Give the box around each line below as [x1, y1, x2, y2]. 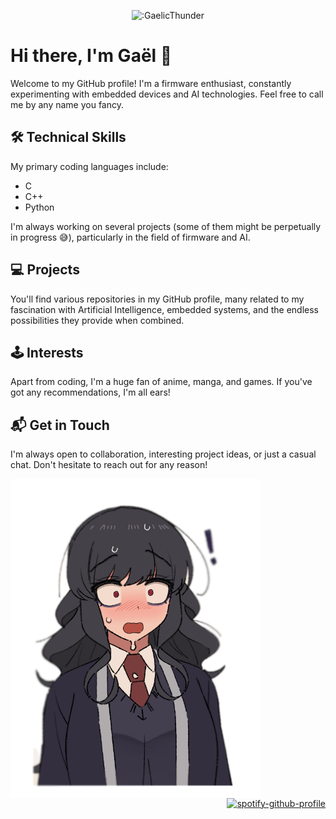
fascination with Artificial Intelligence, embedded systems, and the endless [10, 303, 319, 315]
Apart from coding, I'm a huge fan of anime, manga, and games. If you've [10, 376, 313, 388]
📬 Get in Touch [10, 416, 110, 434]
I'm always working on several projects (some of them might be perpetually [10, 220, 322, 232]
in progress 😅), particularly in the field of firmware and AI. [10, 231, 251, 243]
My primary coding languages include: [10, 160, 169, 172]
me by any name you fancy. [10, 98, 125, 110]
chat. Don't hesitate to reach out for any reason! [10, 459, 208, 471]
